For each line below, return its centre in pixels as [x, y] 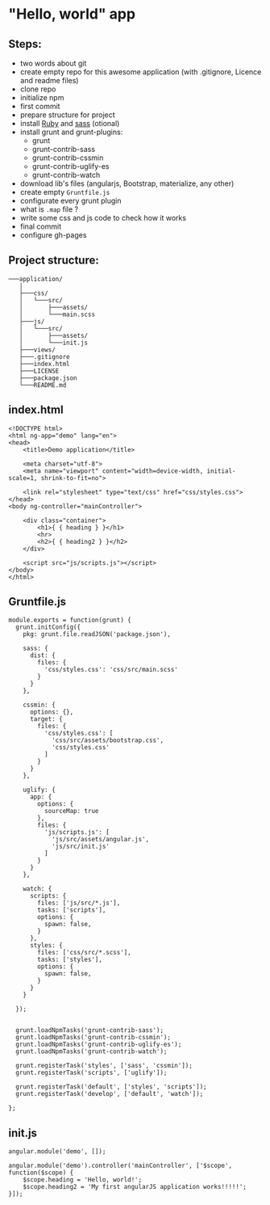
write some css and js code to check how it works [103, 218]
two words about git [53, 63]
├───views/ [37, 350]
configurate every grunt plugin [71, 200]
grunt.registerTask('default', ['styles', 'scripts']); [111, 1087]
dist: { [43, 655]
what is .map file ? [49, 209]
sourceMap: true [71, 811]
